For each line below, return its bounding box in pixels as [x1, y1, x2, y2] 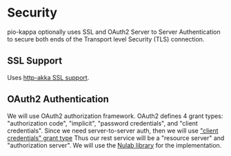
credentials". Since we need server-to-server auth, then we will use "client [7, 126, 219, 135]
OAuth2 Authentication [7, 93, 109, 105]
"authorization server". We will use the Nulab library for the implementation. [7, 141, 222, 149]
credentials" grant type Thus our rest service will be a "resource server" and [7, 133, 225, 142]
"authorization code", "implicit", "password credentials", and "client [7, 119, 198, 127]
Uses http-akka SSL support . [7, 73, 90, 81]
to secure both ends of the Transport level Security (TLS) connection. [7, 35, 205, 43]
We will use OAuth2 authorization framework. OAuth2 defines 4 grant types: [7, 112, 223, 120]
